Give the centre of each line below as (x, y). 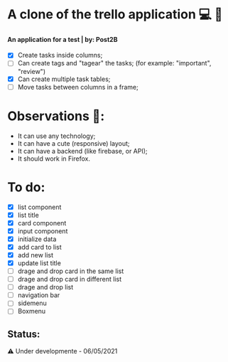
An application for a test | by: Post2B (63, 39)
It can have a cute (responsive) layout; (74, 143)
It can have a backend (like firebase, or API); (82, 151)
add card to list (39, 247)
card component (42, 223)
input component (43, 231)
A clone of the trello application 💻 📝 (115, 15)
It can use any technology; (56, 136)
